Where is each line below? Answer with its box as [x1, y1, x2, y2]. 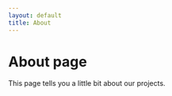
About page [8, 53, 87, 71]
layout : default [8, 11, 62, 20]
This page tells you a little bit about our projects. [8, 79, 166, 88]
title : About [8, 19, 52, 27]
